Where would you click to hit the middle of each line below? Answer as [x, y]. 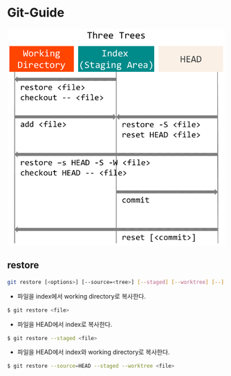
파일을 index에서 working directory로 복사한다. [82, 296]
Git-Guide [36, 13]
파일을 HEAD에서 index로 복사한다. [65, 324]
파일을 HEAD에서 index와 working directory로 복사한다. [93, 352]
